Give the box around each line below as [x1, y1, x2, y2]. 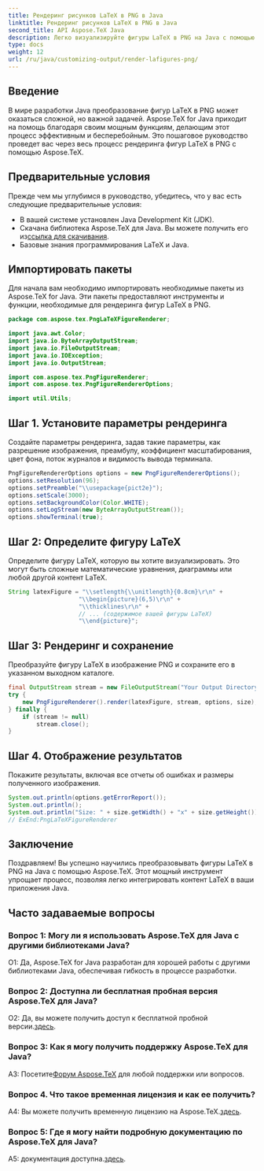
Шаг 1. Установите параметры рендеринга [8, 417, 228, 430]
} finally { [8, 706, 47, 713]
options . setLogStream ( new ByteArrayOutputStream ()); [8, 506, 185, 514]
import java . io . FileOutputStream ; [8, 344, 122, 352]
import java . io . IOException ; [8, 351, 104, 359]
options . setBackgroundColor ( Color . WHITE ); [8, 498, 149, 506]
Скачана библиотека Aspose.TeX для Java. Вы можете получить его [19, 223, 249, 232]
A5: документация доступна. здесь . [8, 1154, 126, 1164]
